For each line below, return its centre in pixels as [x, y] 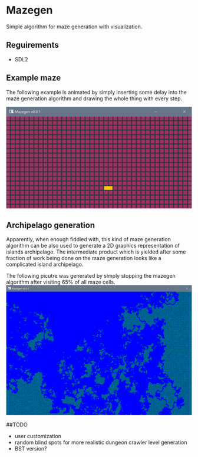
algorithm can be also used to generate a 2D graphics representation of [93, 245]
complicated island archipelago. [45, 264]
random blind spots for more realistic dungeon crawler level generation [101, 442]
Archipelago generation [51, 225]
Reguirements [32, 45]
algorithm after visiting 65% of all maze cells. [61, 282]
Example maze [34, 78]
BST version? [31, 448]
